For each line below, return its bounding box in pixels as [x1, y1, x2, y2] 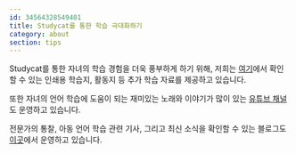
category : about [9, 29, 70, 38]
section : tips [9, 37, 62, 47]
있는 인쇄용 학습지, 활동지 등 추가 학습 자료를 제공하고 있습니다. [28, 75, 247, 85]
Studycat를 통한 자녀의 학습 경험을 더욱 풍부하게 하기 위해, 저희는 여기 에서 [9, 63, 267, 74]
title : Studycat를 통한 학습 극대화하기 [9, 21, 143, 30]
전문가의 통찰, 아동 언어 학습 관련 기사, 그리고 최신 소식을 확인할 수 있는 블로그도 [9, 124, 287, 134]
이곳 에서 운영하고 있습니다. [9, 134, 103, 145]
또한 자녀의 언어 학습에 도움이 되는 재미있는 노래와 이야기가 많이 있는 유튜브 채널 [9, 93, 288, 104]
